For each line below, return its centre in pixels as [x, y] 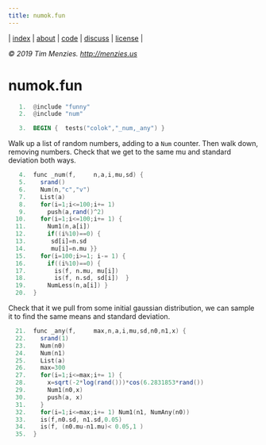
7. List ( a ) [42, 197]
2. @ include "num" [51, 114]
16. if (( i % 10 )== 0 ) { [58, 263]
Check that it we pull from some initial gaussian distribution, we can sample [131, 308]
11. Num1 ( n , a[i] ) [53, 227]
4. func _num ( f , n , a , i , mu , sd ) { [81, 175]
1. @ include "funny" [54, 107]
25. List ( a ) [40, 361]
